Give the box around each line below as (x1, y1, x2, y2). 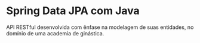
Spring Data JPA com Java (6, 4, 140, 18)
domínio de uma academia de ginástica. (6, 29, 104, 37)
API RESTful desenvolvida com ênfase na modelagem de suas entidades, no (6, 24, 194, 31)
